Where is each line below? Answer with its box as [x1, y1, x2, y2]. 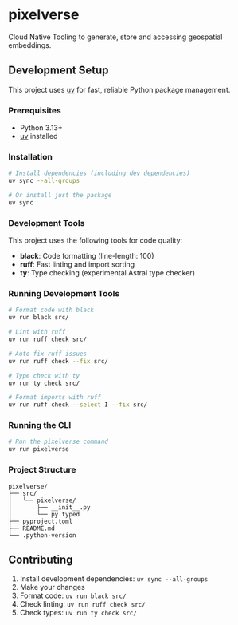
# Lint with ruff [8, 328, 66, 336]
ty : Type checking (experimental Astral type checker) [19, 268, 195, 278]
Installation [8, 151, 53, 162]
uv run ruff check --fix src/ [8, 357, 109, 365]
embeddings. [8, 40, 52, 49]
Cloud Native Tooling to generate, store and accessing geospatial [8, 32, 223, 42]
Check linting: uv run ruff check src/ [19, 599, 146, 609]
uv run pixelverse [8, 445, 69, 453]
